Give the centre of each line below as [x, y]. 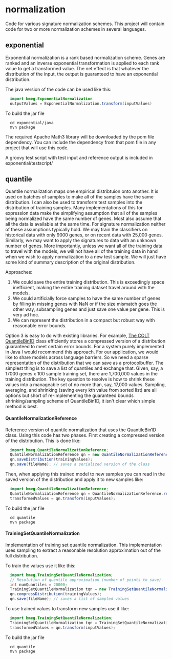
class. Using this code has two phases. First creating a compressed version [85, 435]
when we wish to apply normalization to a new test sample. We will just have [86, 257]
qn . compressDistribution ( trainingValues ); [56, 594]
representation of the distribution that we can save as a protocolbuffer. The [84, 363]
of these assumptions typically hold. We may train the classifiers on [77, 230]
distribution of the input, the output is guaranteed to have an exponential [82, 74]
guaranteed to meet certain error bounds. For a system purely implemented [85, 347]
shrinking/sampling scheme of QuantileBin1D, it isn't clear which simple [80, 401]
